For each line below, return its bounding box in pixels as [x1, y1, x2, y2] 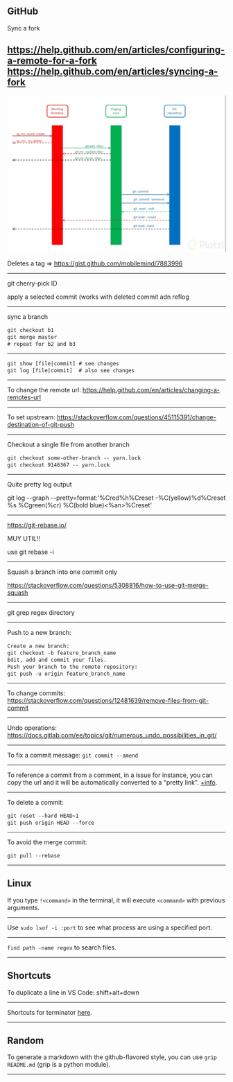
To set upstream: [7, 412, 55, 421]
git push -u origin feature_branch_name [7, 670, 126, 677]
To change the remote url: [7, 385, 81, 394]
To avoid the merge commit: [7, 838, 87, 846]
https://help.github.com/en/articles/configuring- [7, 44, 225, 56]
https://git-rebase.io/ [7, 521, 67, 529]
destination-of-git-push [7, 420, 75, 428]
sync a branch [7, 312, 49, 321]
